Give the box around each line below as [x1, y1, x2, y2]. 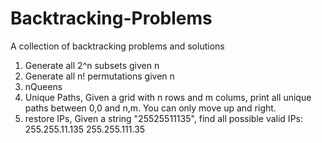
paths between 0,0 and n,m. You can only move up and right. [24, 102, 277, 114]
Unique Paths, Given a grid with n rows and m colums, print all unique [24, 91, 312, 103]
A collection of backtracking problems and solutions [10, 40, 225, 52]
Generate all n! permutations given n [24, 70, 175, 82]
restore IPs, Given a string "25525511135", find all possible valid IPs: [24, 112, 303, 124]
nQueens [24, 80, 63, 92]
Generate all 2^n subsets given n [24, 59, 160, 71]
